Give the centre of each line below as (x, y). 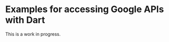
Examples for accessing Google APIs (85, 9)
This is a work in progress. (33, 34)
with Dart (25, 20)
